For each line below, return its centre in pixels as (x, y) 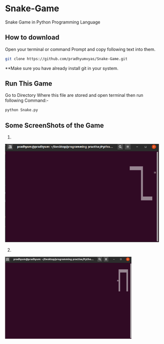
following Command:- (27, 100)
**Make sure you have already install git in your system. (62, 68)
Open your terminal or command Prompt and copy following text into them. (80, 49)
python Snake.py (21, 110)
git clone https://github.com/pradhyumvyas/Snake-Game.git (66, 59)
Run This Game (29, 84)
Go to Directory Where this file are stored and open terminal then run (74, 95)
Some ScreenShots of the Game (54, 125)
